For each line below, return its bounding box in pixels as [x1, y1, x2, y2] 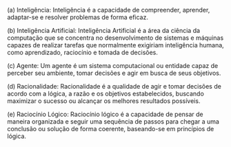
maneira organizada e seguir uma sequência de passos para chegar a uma [7, 117, 219, 126]
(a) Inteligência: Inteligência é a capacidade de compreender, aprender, [7, 6, 210, 14]
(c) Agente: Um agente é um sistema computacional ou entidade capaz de [7, 62, 219, 69]
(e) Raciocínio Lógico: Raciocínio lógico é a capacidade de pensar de [7, 110, 203, 118]
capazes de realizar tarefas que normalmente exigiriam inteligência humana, [7, 41, 224, 49]
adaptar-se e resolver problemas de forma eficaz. [7, 13, 148, 21]
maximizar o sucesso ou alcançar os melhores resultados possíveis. [7, 97, 201, 105]
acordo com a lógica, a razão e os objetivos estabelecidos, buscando [7, 89, 205, 98]
